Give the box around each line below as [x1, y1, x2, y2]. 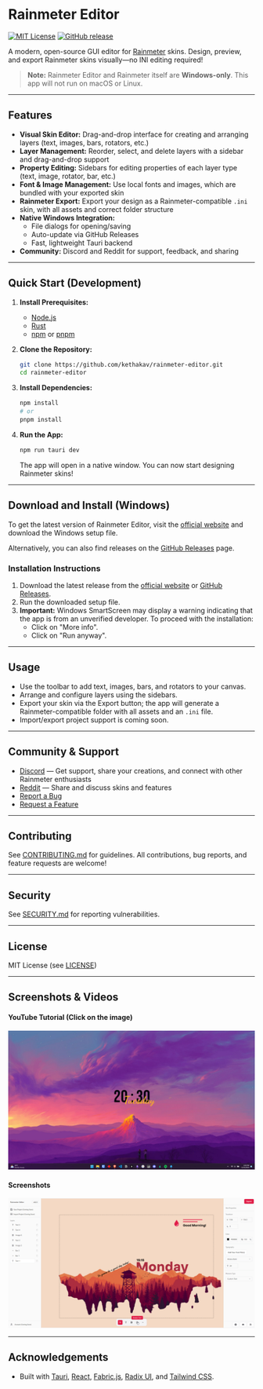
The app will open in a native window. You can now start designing [19, 460, 235, 470]
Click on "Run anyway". [31, 631, 107, 640]
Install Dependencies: [19, 383, 92, 393]
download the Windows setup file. [8, 528, 118, 537]
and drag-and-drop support [19, 155, 110, 164]
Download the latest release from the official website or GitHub [19, 580, 223, 590]
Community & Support [8, 745, 120, 758]
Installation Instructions [8, 563, 101, 574]
